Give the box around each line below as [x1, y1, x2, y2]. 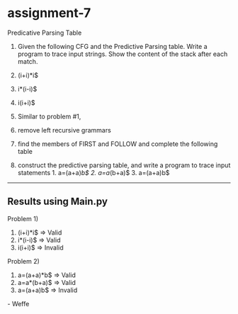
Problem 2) [7, 257, 40, 265]
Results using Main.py [7, 196, 108, 208]
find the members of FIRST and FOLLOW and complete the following [17, 140, 218, 148]
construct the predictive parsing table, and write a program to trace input [17, 161, 231, 169]
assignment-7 [7, 5, 91, 21]
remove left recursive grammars [17, 125, 111, 134]
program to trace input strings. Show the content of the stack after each [17, 50, 228, 58]
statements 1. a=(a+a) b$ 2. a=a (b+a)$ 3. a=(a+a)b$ [17, 168, 170, 176]
